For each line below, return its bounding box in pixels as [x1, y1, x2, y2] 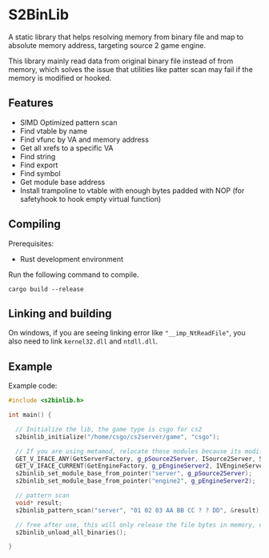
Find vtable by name [19, 126, 88, 135]
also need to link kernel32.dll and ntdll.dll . [8, 336, 159, 346]
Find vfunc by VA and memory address [19, 134, 150, 144]
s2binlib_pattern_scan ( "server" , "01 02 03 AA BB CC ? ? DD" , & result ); [15, 506, 263, 514]
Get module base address [19, 177, 106, 187]
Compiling [8, 218, 62, 231]
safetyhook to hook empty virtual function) [19, 194, 162, 203]
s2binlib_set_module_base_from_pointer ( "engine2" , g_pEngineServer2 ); [15, 477, 256, 485]
